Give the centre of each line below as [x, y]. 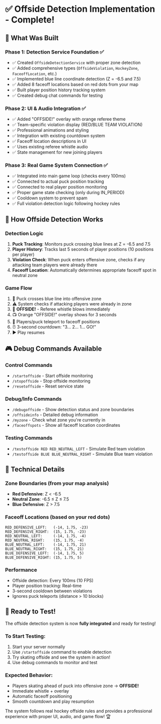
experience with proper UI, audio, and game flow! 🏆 [58, 717]
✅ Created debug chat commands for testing [57, 95]
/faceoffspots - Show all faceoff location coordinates [66, 425]
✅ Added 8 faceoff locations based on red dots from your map [75, 84]
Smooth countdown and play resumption [53, 701]
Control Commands [29, 365]
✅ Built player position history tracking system [59, 90]
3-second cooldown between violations [52, 591]
